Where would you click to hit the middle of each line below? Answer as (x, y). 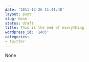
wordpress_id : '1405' (27, 32)
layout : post (18, 14)
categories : (17, 37)
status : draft (20, 23)
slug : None (16, 19)
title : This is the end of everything (44, 28)
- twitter (15, 41)
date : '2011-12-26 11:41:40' (35, 10)
